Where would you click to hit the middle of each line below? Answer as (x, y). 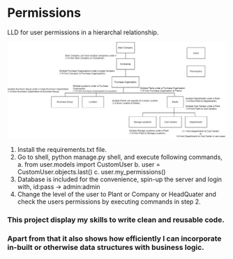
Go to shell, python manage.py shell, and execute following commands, (120, 157)
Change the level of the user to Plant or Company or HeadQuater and (116, 194)
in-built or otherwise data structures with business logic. (106, 247)
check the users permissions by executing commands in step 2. (109, 202)
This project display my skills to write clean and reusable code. (116, 220)
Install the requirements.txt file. (62, 149)
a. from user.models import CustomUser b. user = (89, 164)
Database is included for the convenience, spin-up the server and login (119, 179)
